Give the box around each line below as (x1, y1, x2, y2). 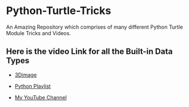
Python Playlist (14, 82, 51, 89)
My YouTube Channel (14, 94, 67, 101)
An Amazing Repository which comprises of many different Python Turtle (6, 23, 184, 30)
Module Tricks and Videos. (6, 29, 71, 36)
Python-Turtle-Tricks (6, 4, 111, 18)
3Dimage (14, 71, 37, 78)
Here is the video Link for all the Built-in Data (6, 47, 173, 57)
